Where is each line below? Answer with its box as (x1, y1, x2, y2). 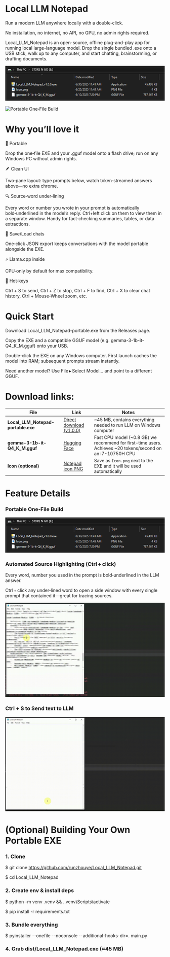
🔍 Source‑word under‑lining (5, 193, 64, 199)
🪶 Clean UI (5, 166, 29, 172)
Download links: (5, 391, 74, 402)
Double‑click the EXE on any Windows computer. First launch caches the (5, 353, 157, 359)
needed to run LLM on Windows (94, 422, 161, 428)
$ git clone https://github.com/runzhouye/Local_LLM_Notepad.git (5, 865, 142, 871)
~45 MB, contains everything (94, 417, 155, 423)
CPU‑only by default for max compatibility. (5, 268, 94, 274)
